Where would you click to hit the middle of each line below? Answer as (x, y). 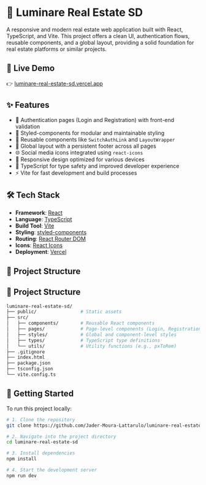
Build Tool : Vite (35, 226)
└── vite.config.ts (31, 375)
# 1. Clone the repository (41, 419)
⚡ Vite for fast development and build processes (76, 173)
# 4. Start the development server (52, 470)
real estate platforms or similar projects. (57, 49)
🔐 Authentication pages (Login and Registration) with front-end (95, 120)
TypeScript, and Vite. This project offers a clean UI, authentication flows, (98, 36)
